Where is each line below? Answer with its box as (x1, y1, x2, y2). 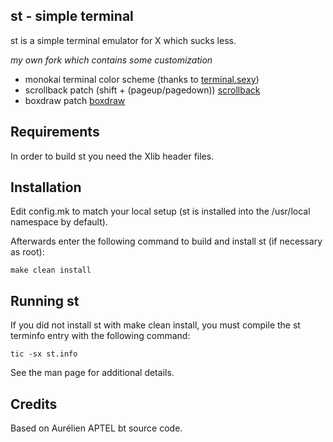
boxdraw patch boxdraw (24, 94, 126, 106)
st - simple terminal (10, 8, 134, 25)
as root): (10, 246, 45, 258)
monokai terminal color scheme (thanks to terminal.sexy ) (24, 73, 260, 85)
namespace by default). (10, 216, 108, 228)
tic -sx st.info (10, 349, 78, 359)
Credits (10, 395, 58, 413)
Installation (10, 179, 82, 196)
